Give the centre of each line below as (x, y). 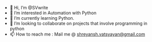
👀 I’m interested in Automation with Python (53, 13)
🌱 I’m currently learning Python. (42, 18)
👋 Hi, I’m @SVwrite (29, 8)
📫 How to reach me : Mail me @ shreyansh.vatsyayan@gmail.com (77, 34)
